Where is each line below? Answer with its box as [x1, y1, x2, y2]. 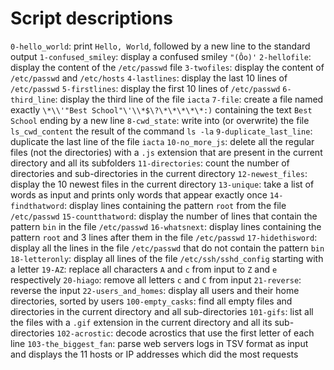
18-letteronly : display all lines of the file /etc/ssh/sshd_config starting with [10, 252, 324, 264]
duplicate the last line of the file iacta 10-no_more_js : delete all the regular [10, 135, 315, 147]
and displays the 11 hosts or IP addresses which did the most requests [10, 348, 299, 360]
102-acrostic [56, 328, 112, 339]
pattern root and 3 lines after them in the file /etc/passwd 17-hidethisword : [10, 231, 318, 243]
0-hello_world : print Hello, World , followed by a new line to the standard [10, 40, 311, 52]
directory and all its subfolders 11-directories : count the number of [10, 157, 290, 169]
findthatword [10, 201, 65, 211]
